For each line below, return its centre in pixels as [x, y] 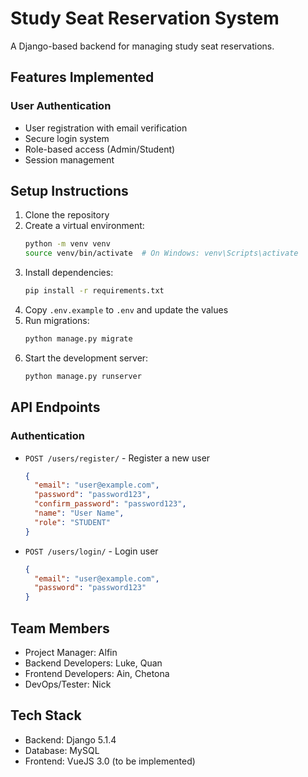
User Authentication [61, 106]
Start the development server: [86, 358]
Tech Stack [46, 715]
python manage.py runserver [83, 376]
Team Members [60, 628]
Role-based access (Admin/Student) [100, 149]
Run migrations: [57, 321]
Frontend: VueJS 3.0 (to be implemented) [110, 761]
